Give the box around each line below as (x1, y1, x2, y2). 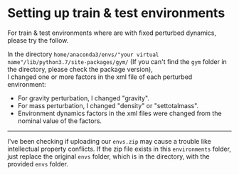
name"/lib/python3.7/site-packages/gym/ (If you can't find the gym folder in (7, 57, 228, 65)
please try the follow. (7, 36, 69, 44)
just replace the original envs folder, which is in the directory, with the (7, 152, 210, 161)
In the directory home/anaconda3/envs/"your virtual (7, 50, 159, 58)
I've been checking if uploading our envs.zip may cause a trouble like (7, 137, 212, 145)
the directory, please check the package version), (7, 65, 153, 73)
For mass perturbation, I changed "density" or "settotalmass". (17, 101, 199, 110)
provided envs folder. (7, 159, 69, 168)
